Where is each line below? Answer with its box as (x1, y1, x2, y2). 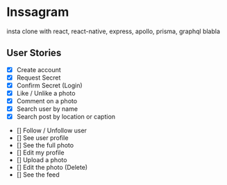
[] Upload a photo (16, 156, 67, 164)
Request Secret (16, 73, 61, 82)
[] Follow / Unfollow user (16, 126, 87, 135)
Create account (16, 65, 62, 73)
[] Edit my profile (16, 148, 65, 157)
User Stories (6, 47, 62, 59)
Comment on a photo (16, 97, 78, 105)
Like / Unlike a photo (16, 89, 76, 97)
